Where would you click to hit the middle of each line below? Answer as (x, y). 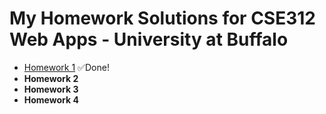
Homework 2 (51, 78)
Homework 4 (51, 99)
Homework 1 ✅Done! (66, 67)
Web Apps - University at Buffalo (149, 39)
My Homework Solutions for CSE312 (162, 18)
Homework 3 (51, 89)
